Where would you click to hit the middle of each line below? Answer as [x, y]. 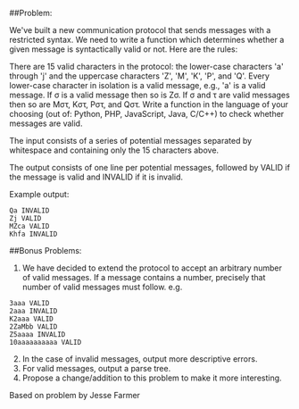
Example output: [39, 194]
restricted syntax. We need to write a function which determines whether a [147, 40]
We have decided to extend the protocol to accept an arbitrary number [152, 268]
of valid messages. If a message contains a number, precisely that [144, 277]
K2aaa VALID [31, 319]
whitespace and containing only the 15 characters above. [114, 150]
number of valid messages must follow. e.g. [102, 287]
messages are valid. [46, 123]
